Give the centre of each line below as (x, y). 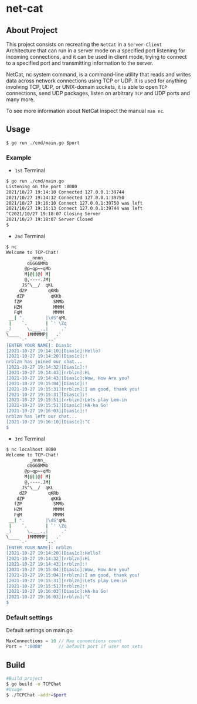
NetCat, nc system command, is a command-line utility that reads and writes (98, 74)
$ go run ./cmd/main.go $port (43, 143)
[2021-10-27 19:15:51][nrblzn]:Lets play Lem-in (67, 400)
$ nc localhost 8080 (31, 449)
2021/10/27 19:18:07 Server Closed (50, 219)
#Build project (25, 678)
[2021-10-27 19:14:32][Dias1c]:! (47, 367)
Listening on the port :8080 (42, 186)
